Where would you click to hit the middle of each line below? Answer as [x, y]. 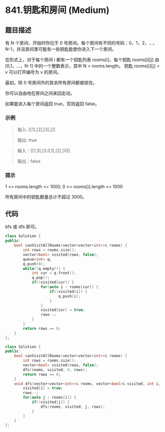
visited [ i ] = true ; [43, 388]
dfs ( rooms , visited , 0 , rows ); [55, 370]
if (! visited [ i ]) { [68, 291]
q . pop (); [41, 278]
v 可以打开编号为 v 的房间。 [33, 72]
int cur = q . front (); [54, 273]
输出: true [27, 140]
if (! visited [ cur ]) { [53, 283]
